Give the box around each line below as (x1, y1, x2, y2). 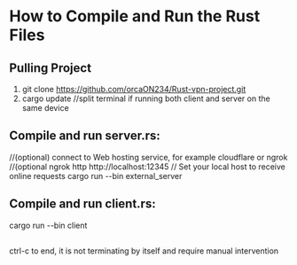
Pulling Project (9, 60, 91, 75)
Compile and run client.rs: (9, 197, 157, 212)
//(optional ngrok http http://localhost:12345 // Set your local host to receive (9, 161, 285, 172)
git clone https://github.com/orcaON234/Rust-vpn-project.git (21, 84, 246, 94)
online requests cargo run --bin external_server (9, 170, 183, 181)
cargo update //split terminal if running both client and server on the (21, 93, 270, 104)
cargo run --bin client (9, 220, 88, 230)
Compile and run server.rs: (9, 129, 161, 144)
